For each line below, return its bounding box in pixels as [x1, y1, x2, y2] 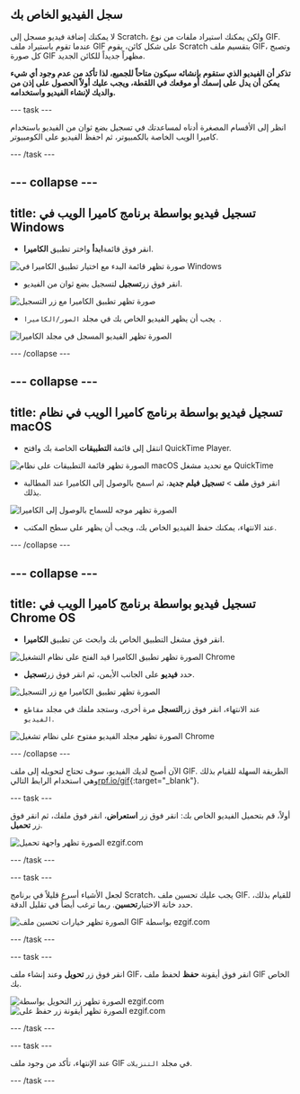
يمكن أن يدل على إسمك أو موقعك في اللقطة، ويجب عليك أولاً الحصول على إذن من [10, 77, 280, 88]
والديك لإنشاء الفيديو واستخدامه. [10, 86, 116, 97]
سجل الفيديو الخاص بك [10, 7, 124, 23]
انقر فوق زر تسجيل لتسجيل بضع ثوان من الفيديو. [22, 278, 183, 289]
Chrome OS [10, 610, 76, 625]
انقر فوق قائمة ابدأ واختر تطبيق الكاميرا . [22, 243, 154, 255]
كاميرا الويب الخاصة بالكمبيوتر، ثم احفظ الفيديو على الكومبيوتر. [10, 131, 219, 142]
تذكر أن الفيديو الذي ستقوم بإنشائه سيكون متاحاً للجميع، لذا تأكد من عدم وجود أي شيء [10, 68, 291, 78]
